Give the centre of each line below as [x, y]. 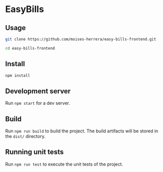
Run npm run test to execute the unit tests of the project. [64, 164]
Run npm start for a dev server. [38, 103]
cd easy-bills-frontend [30, 48]
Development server [38, 91]
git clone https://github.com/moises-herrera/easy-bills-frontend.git [81, 39]
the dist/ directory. [25, 136]
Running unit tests [34, 152]
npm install [18, 75]
